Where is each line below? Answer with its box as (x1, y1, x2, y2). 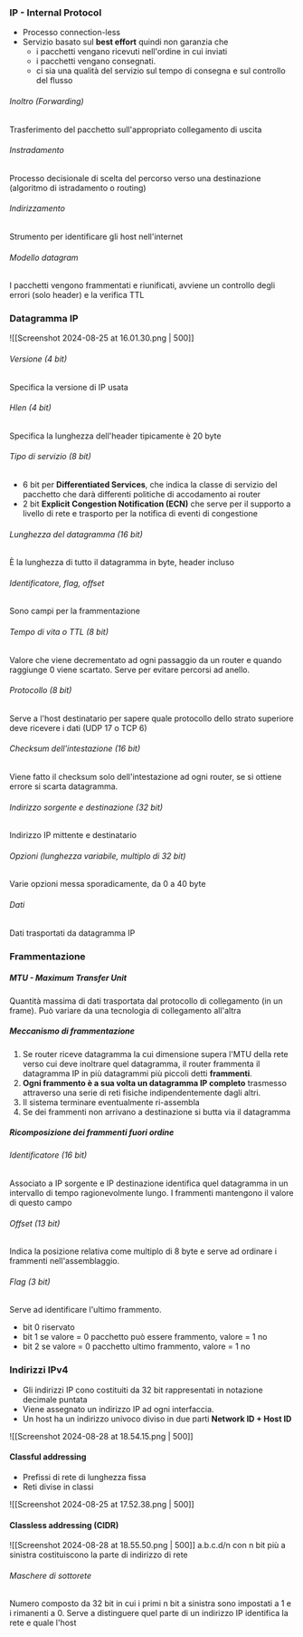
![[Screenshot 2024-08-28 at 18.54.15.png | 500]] (9, 1430, 194, 1441)
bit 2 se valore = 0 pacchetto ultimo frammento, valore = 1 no (22, 1341, 251, 1352)
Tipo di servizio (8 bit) (9, 451, 92, 462)
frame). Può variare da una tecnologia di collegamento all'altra (9, 1005, 241, 1016)
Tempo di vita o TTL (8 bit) (9, 627, 109, 638)
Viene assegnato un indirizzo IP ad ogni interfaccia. (22, 1403, 214, 1414)
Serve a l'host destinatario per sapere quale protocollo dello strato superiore (9, 713, 294, 724)
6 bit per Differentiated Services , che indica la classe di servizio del (22, 479, 278, 490)
